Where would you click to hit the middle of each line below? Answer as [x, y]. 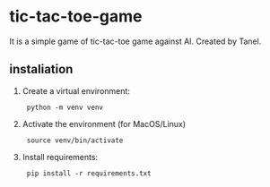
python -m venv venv [65, 107]
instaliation [41, 69]
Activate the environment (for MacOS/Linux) [104, 123]
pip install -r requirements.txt [89, 173]
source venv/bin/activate [75, 140]
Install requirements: [60, 157]
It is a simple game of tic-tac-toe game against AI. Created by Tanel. [135, 41]
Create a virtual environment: [76, 90]
